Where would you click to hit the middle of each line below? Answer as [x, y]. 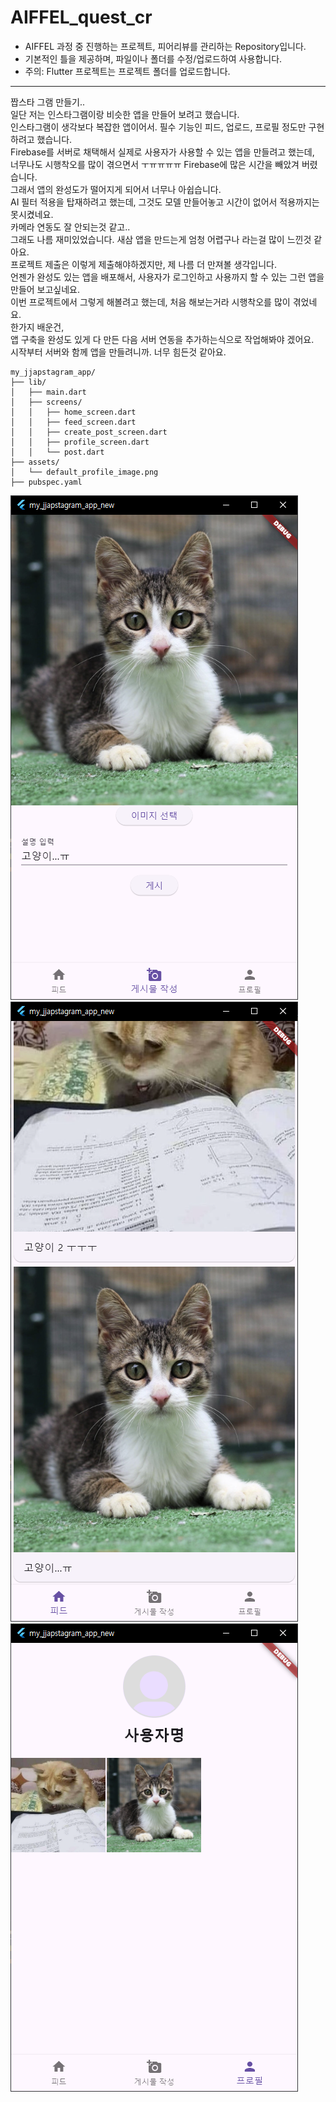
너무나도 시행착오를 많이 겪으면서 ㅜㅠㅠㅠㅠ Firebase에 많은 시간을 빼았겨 [155, 164]
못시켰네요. [32, 214]
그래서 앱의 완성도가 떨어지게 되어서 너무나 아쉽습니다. [116, 189]
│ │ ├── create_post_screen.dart [89, 432]
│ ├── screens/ [46, 402]
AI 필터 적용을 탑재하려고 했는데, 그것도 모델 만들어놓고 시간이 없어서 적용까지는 [165, 202]
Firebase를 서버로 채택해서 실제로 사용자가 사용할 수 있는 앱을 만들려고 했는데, [162, 152]
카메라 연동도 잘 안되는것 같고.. [70, 227]
